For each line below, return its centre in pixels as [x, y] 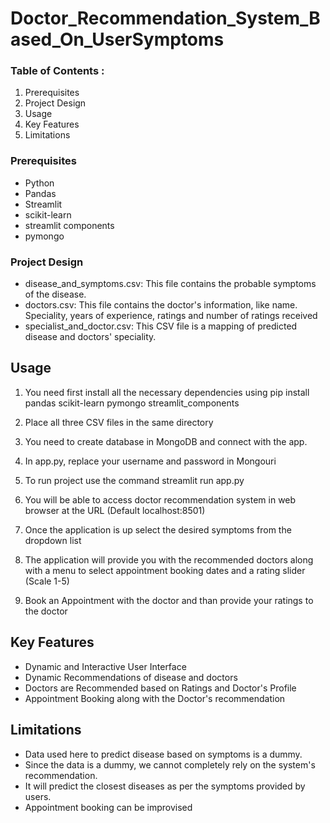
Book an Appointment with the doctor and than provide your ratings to [169, 600]
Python [39, 183]
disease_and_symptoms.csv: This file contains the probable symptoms [170, 284]
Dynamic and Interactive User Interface [105, 666]
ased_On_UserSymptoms [117, 39]
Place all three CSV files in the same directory [119, 422]
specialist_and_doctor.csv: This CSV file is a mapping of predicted [161, 326]
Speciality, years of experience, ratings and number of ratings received [171, 316]
